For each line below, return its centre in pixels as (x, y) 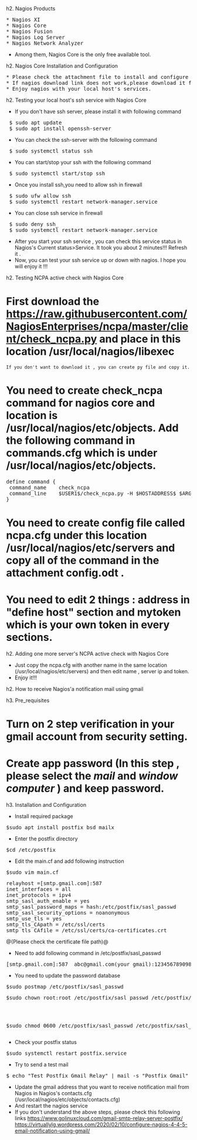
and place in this (140, 339)
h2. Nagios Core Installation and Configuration (62, 66)
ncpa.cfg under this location (77, 536)
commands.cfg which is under (82, 453)
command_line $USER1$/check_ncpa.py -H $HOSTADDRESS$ (93, 493)
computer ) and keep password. (85, 789)
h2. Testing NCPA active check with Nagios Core (65, 278)
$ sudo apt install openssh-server (60, 129)
